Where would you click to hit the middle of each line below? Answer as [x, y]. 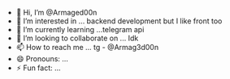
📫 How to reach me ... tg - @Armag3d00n [87, 47]
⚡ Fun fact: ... [38, 68]
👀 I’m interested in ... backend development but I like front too [119, 21]
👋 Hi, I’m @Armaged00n [56, 12]
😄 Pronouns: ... [42, 59]
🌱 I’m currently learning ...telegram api [80, 29]
